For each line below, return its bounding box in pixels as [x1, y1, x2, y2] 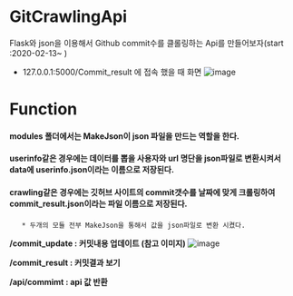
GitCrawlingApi [9, 6, 128, 27]
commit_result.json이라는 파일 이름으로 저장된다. [9, 198, 188, 209]
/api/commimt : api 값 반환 [9, 276, 109, 287]
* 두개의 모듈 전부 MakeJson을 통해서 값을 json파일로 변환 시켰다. [21, 221, 246, 230]
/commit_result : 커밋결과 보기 [9, 257, 121, 268]
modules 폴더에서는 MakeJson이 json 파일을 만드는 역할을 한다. [9, 130, 240, 142]
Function [9, 99, 78, 120]
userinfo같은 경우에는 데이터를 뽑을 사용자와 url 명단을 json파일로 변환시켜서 [9, 153, 281, 164]
